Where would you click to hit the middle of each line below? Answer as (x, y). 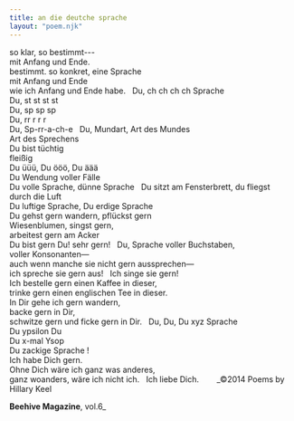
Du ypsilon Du (35, 330)
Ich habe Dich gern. (46, 359)
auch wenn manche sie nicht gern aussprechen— (102, 263)
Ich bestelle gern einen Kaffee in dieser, (83, 282)
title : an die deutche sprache (68, 18)
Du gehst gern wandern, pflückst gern (81, 215)
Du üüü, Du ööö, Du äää (54, 167)
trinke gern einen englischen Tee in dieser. (89, 292)
